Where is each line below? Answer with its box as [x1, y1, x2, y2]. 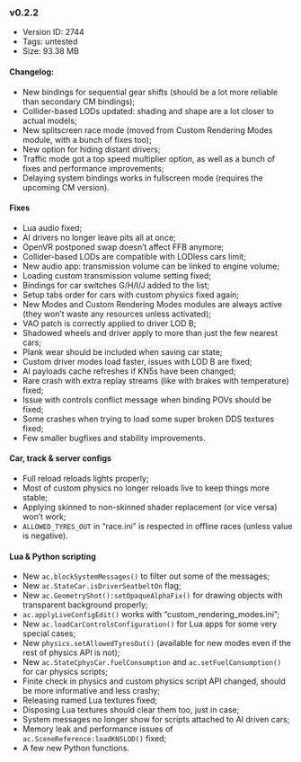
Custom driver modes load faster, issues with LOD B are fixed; [22, 356, 253, 367]
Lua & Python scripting [9, 551, 96, 562]
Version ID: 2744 [22, 27, 85, 38]
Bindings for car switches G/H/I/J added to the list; [22, 279, 209, 290]
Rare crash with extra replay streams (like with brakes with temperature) [22, 375, 289, 385]
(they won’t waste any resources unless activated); [22, 308, 212, 319]
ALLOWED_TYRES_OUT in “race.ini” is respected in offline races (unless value [22, 520, 293, 531]
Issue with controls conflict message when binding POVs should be [22, 394, 272, 405]
